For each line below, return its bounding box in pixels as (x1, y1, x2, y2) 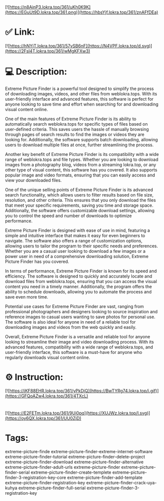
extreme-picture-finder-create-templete (31, 469, 111, 475)
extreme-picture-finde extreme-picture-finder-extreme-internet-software (5, 448, 153, 454)
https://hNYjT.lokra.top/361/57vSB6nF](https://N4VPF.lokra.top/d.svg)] (9, 43, 152, 48)
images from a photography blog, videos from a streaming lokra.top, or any (5, 161, 156, 168)
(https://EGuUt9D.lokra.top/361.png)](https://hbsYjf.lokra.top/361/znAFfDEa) (5, 9, 159, 15)
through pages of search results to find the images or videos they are (5, 131, 145, 137)
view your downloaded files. (5, 177, 62, 183)
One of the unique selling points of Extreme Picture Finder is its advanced (5, 187, 153, 193)
